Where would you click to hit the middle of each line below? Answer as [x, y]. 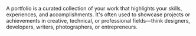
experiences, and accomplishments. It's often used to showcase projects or [98, 15]
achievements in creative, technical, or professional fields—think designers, [98, 21]
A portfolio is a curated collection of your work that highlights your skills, [94, 8]
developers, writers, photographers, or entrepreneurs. [72, 27]
